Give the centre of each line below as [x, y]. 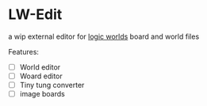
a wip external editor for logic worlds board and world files [104, 36]
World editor [40, 67]
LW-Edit [35, 15]
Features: [24, 51]
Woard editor [41, 76]
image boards [42, 94]
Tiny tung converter [52, 85]
